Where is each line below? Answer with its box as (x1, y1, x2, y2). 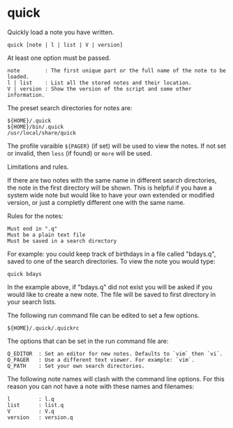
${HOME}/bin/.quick (7, 123, 64, 130)
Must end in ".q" (7, 225, 58, 232)
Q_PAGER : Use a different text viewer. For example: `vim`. (7, 356, 195, 363)
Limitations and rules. (7, 162, 69, 171)
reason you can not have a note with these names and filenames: (7, 382, 195, 390)
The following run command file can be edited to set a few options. (7, 311, 200, 319)
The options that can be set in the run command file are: (7, 337, 169, 345)
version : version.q (7, 413, 73, 421)
